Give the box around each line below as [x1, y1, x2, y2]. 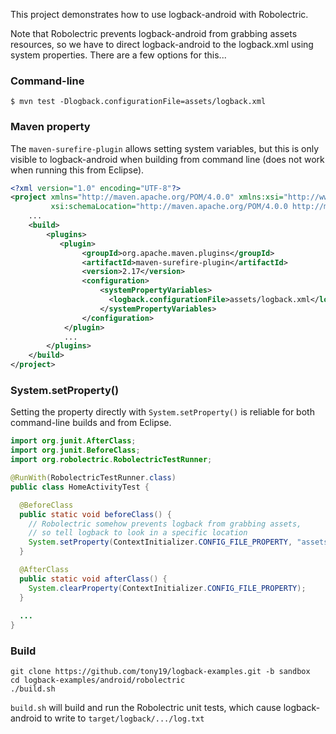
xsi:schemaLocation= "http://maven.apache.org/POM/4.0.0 [50, 202, 288, 212]
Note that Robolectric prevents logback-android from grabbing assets [10, 28, 298, 39]
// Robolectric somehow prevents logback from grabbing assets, [28, 519, 302, 529]
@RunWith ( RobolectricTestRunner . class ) [10, 473, 177, 483]
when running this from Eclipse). [10, 164, 145, 176]
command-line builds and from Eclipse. [10, 417, 172, 429]
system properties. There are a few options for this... [10, 49, 227, 61]
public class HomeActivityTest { [10, 482, 150, 492]
